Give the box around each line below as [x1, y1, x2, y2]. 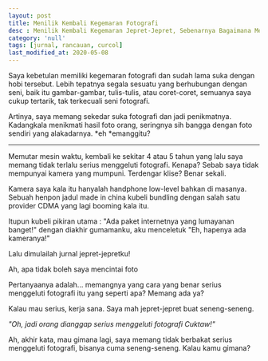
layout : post [8, 11, 52, 20]
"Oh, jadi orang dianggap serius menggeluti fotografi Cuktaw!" [8, 319, 215, 328]
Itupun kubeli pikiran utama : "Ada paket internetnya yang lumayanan [8, 216, 235, 226]
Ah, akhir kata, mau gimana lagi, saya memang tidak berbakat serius [8, 335, 233, 344]
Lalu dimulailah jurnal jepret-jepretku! [8, 249, 131, 258]
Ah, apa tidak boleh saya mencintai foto [8, 264, 138, 274]
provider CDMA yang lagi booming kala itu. [8, 201, 149, 210]
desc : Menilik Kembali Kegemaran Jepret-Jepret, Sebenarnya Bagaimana [8, 26, 251, 34]
